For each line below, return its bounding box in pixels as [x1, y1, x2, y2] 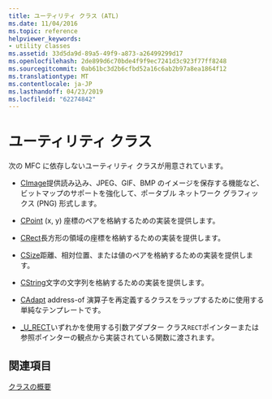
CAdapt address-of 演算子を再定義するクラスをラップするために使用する [19, 295, 265, 305]
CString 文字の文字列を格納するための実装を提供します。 [19, 278, 209, 288]
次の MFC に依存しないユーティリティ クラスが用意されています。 [8, 161, 228, 171]
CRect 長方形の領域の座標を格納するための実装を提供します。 [19, 233, 226, 243]
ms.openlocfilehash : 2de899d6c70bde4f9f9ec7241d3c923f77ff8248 [8, 58, 227, 66]
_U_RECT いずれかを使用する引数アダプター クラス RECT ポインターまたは [19, 323, 260, 332]
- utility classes [8, 42, 71, 50]
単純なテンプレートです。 [19, 306, 106, 315]
